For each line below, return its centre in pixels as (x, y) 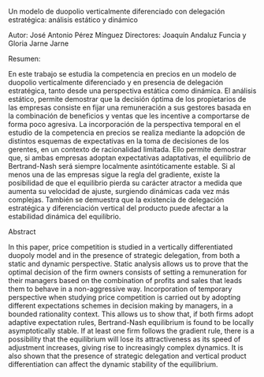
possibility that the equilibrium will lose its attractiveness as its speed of (125, 339)
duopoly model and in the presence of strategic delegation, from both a (124, 255)
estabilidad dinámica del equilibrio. (65, 216)
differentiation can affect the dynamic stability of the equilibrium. (113, 364)
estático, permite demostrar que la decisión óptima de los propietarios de (127, 99)
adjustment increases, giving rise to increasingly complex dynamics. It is (126, 347)
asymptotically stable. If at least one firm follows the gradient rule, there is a (131, 331)
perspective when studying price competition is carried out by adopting (125, 297)
